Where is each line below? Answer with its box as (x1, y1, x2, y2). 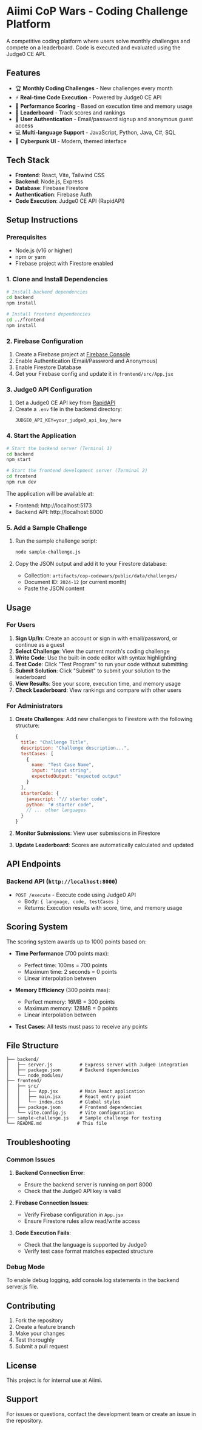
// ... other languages (26, 807, 86, 814)
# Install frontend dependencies (6, 311, 91, 317)
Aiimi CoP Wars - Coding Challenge (6, 4, 188, 18)
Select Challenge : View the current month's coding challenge (15, 647, 170, 655)
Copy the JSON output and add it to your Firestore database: (15, 560, 167, 568)
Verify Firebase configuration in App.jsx (24, 1211, 124, 1219)
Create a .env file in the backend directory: (15, 406, 123, 413)
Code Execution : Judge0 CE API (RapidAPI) (15, 197, 126, 205)
